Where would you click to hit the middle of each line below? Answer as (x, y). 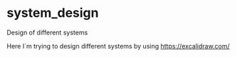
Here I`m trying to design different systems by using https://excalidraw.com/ (118, 46)
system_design (53, 13)
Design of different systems (47, 32)
